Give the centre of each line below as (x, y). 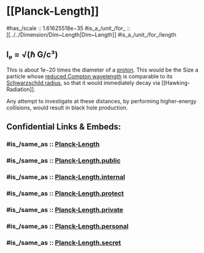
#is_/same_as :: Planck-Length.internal (66, 177)
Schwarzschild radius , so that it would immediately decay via (83, 82)
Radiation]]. (21, 89)
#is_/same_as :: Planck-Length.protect (65, 193)
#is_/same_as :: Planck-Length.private (65, 210)
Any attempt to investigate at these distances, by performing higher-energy (102, 101)
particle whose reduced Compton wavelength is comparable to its (89, 76)
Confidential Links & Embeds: (64, 127)
